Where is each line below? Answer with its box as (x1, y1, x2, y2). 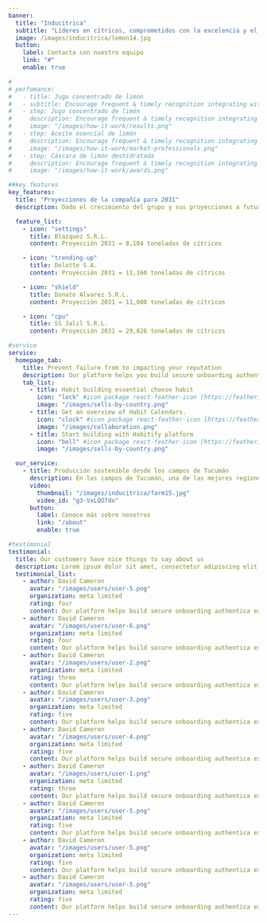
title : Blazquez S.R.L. (29, 232, 109, 240)
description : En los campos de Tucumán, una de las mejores (29, 474, 233, 482)
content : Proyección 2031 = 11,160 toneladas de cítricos (29, 269, 226, 277)
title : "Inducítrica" (15, 19, 87, 27)
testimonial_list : (15, 570, 77, 578)
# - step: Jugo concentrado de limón (8, 107, 141, 115)
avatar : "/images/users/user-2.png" (29, 659, 151, 667)
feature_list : (15, 217, 62, 225)
